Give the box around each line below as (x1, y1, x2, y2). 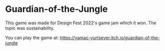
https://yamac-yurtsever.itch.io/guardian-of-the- (59, 35, 160, 41)
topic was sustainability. (5, 25, 55, 31)
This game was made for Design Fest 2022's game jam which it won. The (5, 20, 156, 26)
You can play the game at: (5, 35, 59, 41)
